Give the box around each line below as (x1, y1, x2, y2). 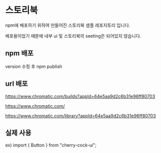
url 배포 (5, 80, 28, 88)
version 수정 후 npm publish (5, 63, 62, 69)
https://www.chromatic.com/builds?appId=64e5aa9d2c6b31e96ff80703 (5, 93, 155, 99)
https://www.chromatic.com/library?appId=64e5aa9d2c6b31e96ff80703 (5, 113, 156, 119)
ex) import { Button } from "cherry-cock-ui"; (5, 142, 97, 148)
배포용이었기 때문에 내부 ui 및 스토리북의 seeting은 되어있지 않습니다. (5, 33, 141, 39)
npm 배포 (5, 49, 34, 58)
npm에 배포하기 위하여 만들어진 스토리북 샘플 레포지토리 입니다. (5, 22, 130, 28)
